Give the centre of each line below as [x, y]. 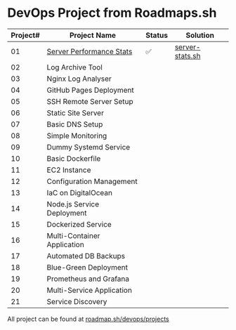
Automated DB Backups [86, 256]
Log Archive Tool [75, 67]
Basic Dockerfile [74, 158]
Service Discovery [77, 301]
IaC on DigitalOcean [80, 192]
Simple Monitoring [77, 136]
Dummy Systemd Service [88, 147]
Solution [200, 35]
